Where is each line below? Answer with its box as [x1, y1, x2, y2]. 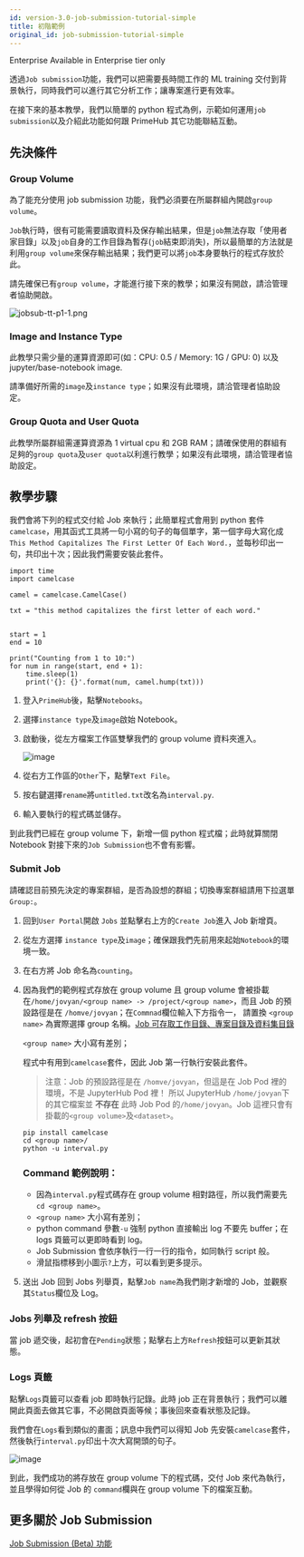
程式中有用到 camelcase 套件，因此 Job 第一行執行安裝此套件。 [22, 1056, 253, 1067]
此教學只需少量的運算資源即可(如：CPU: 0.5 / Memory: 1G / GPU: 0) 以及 [9, 352, 279, 363]
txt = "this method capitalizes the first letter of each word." [9, 607, 261, 616]
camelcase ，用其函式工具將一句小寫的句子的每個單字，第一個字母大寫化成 [9, 526, 284, 537]
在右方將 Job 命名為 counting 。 [22, 965, 138, 976]
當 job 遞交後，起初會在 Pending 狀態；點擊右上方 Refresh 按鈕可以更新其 [9, 1335, 273, 1346]
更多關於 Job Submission [9, 1513, 153, 1528]
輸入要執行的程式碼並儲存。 [22, 809, 127, 820]
